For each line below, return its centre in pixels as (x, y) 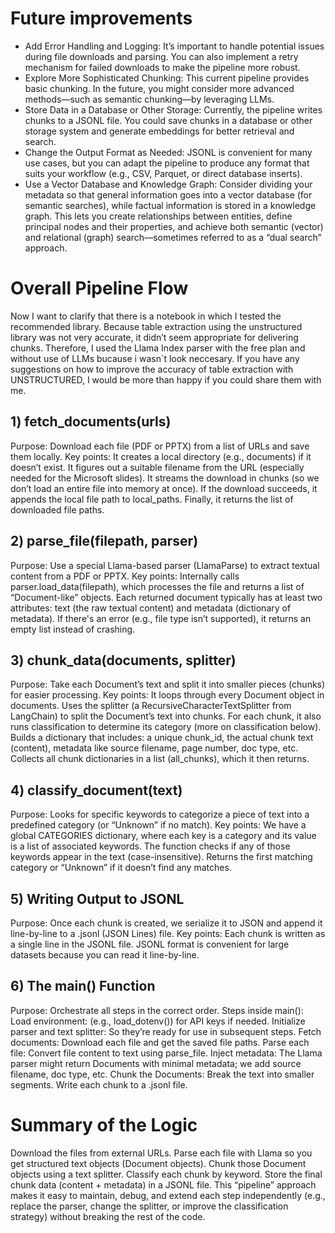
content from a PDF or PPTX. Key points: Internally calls (125, 576)
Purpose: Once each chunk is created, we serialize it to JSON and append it (166, 923)
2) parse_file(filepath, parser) (104, 541)
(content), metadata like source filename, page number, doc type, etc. (154, 748)
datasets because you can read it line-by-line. (105, 954)
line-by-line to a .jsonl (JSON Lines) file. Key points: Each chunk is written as (168, 933)
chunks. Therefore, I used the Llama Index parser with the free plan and (158, 348)
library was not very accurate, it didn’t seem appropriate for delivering (154, 337)
